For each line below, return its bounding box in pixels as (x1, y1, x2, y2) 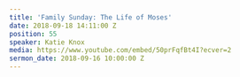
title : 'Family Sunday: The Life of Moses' (9, 12, 173, 22)
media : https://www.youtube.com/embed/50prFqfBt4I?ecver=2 (9, 46, 232, 55)
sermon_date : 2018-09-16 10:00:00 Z (9, 54, 144, 63)
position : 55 (9, 29, 58, 38)
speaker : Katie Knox (9, 37, 86, 47)
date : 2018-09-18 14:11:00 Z (9, 21, 117, 30)
